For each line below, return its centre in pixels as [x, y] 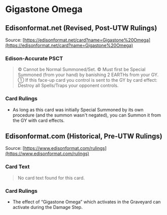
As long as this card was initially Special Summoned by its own [78, 110]
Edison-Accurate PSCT [34, 58]
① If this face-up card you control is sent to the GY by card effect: [87, 80]
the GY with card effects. [38, 120]
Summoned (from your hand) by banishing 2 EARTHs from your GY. [88, 75]
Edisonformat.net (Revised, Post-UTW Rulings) [81, 28]
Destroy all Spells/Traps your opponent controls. [68, 86]
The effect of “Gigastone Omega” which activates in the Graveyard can [87, 202]
